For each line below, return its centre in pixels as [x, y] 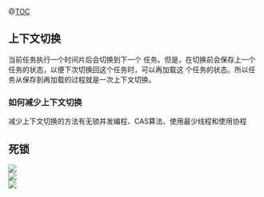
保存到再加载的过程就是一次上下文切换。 [89, 79]
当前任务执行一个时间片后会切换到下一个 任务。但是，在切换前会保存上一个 [132, 59]
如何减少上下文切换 [45, 102]
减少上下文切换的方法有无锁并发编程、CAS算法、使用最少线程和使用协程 [128, 121]
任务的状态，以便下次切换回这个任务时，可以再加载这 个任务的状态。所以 [128, 69]
